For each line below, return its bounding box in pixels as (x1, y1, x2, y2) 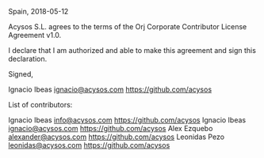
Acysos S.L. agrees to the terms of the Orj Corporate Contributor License (8, 22, 247, 31)
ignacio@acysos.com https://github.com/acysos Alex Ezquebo (8, 124, 213, 133)
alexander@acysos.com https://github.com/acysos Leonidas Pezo (8, 132, 224, 141)
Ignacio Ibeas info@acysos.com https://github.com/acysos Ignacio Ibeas (8, 115, 247, 125)
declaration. (8, 55, 48, 63)
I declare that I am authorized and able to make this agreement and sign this (8, 46, 256, 55)
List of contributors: (8, 100, 73, 109)
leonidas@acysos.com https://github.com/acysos (8, 141, 170, 149)
